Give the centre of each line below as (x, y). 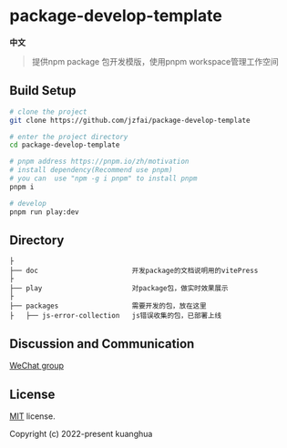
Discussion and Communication (102, 344)
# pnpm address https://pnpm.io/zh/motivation (99, 162)
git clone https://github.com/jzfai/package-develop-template (130, 120)
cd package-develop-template (65, 145)
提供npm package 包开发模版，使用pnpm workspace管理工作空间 (155, 61)
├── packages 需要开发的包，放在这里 (108, 306)
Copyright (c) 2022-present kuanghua (81, 433)
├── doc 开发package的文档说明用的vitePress (134, 271)
